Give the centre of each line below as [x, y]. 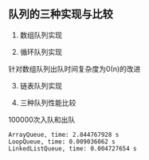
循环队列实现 [41, 52]
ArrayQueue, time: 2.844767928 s [64, 135]
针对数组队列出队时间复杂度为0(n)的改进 [74, 68]
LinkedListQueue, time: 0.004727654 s [73, 148]
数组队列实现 [41, 35]
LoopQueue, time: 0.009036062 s [62, 142]
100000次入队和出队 [42, 119]
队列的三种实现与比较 [61, 14]
